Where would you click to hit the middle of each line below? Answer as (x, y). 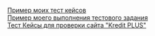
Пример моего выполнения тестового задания (77, 18)
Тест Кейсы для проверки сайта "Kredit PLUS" (77, 25)
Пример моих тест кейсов (47, 10)
